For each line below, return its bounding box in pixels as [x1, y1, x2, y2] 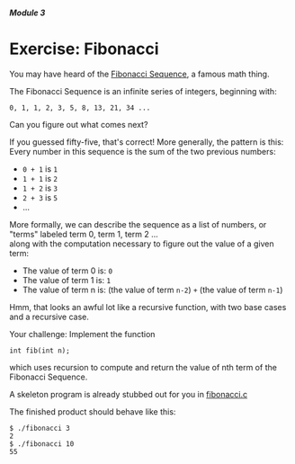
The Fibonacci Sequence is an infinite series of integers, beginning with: [9, 85, 277, 96]
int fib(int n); [9, 346, 70, 355]
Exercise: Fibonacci [9, 39, 159, 58]
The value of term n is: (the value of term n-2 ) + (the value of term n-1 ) [22, 284, 283, 295]
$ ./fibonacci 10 [9, 439, 75, 449]
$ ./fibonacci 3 [9, 424, 70, 433]
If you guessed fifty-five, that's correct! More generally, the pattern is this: [9, 136, 284, 147]
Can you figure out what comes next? [9, 119, 148, 129]
